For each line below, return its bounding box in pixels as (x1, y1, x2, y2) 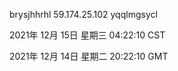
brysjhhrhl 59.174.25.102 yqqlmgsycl (9, 9, 158, 20)
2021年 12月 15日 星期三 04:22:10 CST (9, 29, 166, 41)
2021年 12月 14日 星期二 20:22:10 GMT (9, 50, 169, 62)
